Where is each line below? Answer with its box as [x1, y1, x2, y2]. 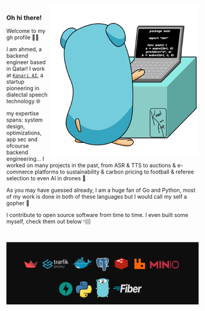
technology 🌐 [6, 98, 41, 105]
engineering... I [6, 155, 45, 163]
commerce [6, 168, 34, 175]
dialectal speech [6, 91, 48, 98]
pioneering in [6, 84, 40, 92]
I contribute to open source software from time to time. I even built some [6, 211, 189, 219]
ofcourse [6, 142, 29, 150]
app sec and [6, 136, 38, 143]
